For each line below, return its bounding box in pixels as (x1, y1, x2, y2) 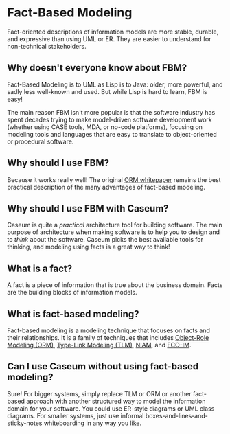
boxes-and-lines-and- (145, 411, 208, 420)
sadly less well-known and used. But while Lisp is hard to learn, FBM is (7, 87, 207, 95)
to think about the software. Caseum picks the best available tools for (7, 236, 204, 244)
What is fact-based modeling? (7, 308, 139, 320)
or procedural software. (7, 137, 74, 146)
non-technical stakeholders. (7, 42, 87, 50)
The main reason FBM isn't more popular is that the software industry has (7, 108, 216, 116)
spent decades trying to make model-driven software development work (7, 115, 213, 124)
